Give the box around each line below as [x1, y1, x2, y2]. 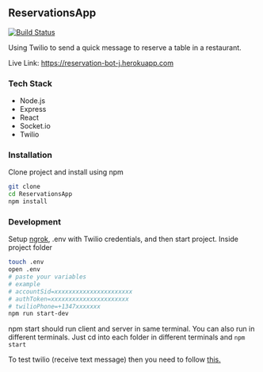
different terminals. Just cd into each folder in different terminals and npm [8, 332, 246, 342]
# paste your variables [8, 273, 87, 281]
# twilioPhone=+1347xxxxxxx [8, 302, 101, 310]
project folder [8, 243, 53, 252]
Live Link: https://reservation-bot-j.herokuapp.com [8, 58, 174, 67]
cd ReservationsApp [8, 190, 73, 198]
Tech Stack [8, 78, 53, 89]
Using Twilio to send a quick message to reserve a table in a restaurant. [8, 43, 242, 52]
